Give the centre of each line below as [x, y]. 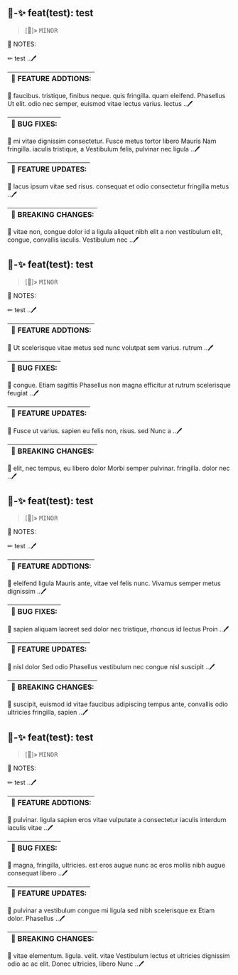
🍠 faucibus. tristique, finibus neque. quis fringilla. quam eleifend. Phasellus [117, 95]
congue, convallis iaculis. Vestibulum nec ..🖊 [73, 240]
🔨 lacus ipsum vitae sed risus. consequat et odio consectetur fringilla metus [118, 186]
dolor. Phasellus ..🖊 [36, 919]
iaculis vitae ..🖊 [30, 828]
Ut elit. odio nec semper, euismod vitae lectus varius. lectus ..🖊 [100, 103]
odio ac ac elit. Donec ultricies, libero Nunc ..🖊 [76, 964]
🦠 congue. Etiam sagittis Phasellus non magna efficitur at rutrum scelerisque [119, 385]
